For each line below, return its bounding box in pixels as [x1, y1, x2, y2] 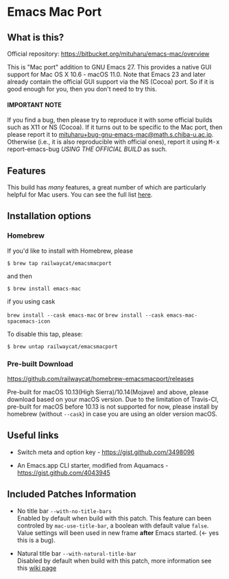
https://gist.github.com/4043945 [16, 468, 111, 477]
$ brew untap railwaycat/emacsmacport [7, 343, 118, 350]
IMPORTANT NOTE [7, 100, 62, 109]
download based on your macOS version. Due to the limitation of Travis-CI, [7, 396, 219, 403]
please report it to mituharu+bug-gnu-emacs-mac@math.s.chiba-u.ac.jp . [7, 130, 214, 139]
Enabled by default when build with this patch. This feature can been [16, 514, 212, 522]
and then [7, 272, 32, 280]
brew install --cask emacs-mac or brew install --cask [7, 310, 165, 319]
